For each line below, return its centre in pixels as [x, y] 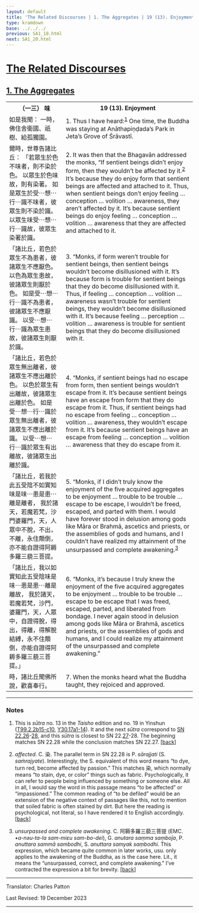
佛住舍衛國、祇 [30, 128]
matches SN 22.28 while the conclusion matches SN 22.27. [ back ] [95, 742]
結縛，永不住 [27, 639]
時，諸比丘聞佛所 [33, 677]
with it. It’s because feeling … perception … [126, 316]
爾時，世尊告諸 [30, 148]
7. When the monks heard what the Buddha [126, 677]
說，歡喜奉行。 [30, 686]
